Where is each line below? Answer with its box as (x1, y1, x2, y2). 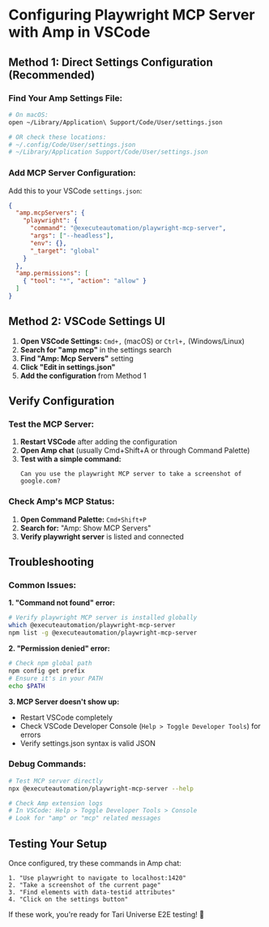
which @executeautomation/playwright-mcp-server (8, 622, 176, 630)
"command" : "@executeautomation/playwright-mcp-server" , (29, 224, 227, 232)
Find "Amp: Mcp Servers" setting (19, 353, 134, 363)
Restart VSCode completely (19, 713, 113, 722)
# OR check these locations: (8, 132, 107, 141)
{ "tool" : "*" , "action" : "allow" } (23, 277, 147, 285)
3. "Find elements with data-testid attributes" (8, 888, 176, 897)
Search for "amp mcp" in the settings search (19, 344, 172, 354)
